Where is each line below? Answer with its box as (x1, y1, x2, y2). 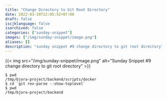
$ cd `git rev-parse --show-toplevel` (5, 81, 85, 86)
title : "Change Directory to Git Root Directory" (5, 7, 110, 12)
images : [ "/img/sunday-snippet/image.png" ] (5, 35, 97, 40)
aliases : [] (5, 40, 30, 45)
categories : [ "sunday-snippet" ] (5, 30, 72, 35)
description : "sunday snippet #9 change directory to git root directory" (5, 44, 164, 49)
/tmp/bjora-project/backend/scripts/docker (5, 77, 97, 82)
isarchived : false (5, 26, 43, 31)
